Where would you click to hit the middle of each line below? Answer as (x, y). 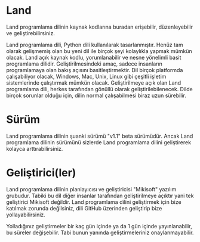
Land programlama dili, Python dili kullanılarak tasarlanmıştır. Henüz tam (95, 45)
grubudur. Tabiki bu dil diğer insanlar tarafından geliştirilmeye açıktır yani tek (100, 196)
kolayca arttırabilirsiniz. (35, 148)
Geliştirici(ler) (41, 173)
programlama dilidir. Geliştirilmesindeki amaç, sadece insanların (84, 64)
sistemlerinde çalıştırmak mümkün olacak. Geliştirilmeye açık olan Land (94, 83)
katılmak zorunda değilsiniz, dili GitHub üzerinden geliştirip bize (84, 208)
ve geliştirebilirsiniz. (31, 33)
